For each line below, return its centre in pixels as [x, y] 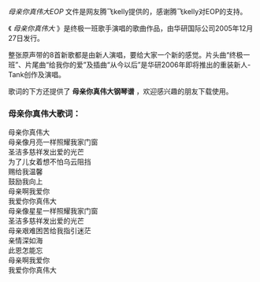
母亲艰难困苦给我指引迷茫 [50, 231]
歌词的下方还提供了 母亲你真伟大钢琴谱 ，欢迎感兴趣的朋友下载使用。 [121, 91]
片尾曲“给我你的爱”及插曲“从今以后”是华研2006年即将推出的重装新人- [138, 65]
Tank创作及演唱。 [37, 74]
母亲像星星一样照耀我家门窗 [53, 211]
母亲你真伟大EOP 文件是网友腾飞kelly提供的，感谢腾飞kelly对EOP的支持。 [128, 11]
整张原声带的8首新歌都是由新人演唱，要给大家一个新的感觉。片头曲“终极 [126, 55]
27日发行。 [26, 38]
